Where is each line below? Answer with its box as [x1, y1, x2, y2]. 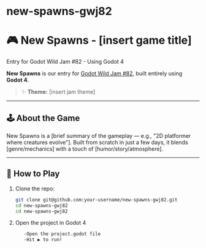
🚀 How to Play [6, 168, 60, 179]
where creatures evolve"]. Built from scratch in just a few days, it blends [6, 138, 188, 146]
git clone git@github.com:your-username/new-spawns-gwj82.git [15, 197, 178, 203]
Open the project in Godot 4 [15, 219, 86, 227]
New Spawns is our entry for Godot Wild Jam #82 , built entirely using [6, 70, 183, 77]
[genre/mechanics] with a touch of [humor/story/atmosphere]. [6, 145, 164, 152]
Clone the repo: [15, 185, 55, 192]
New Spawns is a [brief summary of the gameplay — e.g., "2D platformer [6, 132, 191, 139]
